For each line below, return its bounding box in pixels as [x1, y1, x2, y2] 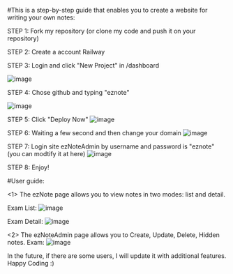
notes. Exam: [7, 238, 45, 246]
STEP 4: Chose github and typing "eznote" [7, 89, 130, 96]
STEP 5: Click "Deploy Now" [7, 115, 89, 123]
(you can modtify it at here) [7, 150, 86, 158]
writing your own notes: [7, 13, 75, 22]
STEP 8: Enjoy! [7, 163, 50, 172]
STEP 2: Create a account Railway [7, 48, 105, 56]
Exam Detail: [7, 218, 43, 225]
